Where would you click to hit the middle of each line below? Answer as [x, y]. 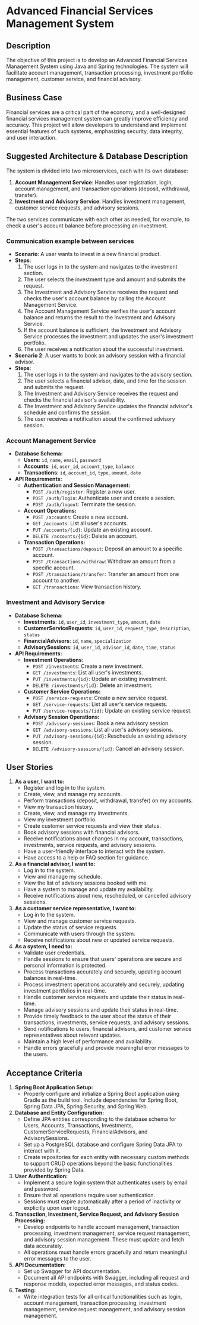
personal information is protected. [65, 966]
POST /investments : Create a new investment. [88, 666]
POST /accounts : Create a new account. [80, 517]
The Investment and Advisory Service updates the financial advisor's [108, 406]
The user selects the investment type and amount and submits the [105, 279]
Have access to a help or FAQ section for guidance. [86, 858]
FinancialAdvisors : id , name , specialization [78, 640]
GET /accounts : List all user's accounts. [80, 523]
